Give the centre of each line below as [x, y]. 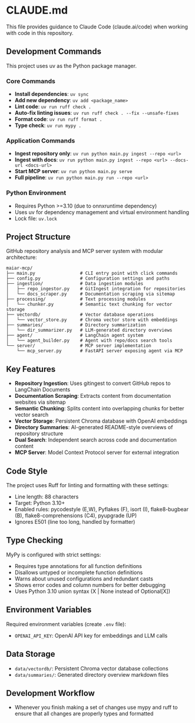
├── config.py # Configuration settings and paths [88, 278]
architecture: [22, 257]
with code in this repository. [40, 33]
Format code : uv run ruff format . [58, 119]
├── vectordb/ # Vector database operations [80, 315]
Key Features [31, 369]
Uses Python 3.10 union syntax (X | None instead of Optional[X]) [92, 591]
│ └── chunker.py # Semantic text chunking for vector [89, 304]
